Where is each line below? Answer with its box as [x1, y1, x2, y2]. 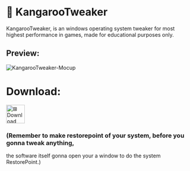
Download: [6, 85, 61, 98]
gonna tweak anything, [6, 138, 75, 147]
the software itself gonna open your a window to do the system [6, 152, 161, 159]
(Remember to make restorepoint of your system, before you [6, 131, 185, 140]
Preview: [6, 49, 40, 59]
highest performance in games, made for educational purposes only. [6, 31, 174, 38]
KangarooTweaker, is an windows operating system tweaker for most [6, 25, 175, 32]
